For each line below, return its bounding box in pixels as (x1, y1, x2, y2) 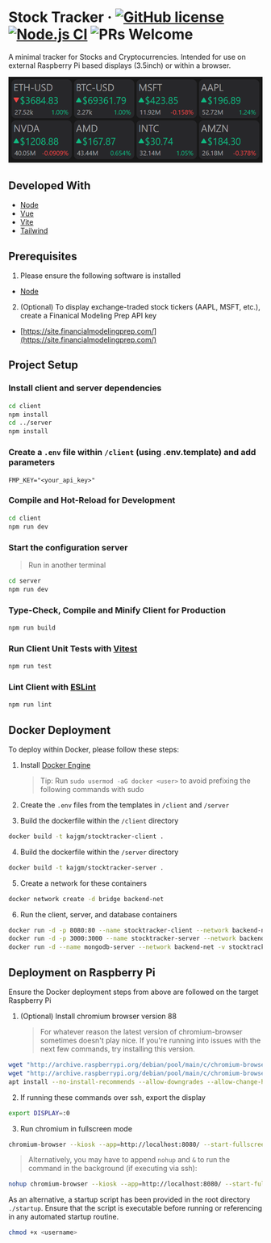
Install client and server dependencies (8, 382, 162, 394)
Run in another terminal (27, 560, 106, 570)
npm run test (8, 663, 52, 671)
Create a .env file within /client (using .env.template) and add (8, 447, 256, 458)
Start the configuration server (8, 541, 128, 553)
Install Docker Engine (19, 760, 91, 769)
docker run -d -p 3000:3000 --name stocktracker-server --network (8, 934, 236, 943)
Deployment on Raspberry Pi (8, 966, 156, 980)
